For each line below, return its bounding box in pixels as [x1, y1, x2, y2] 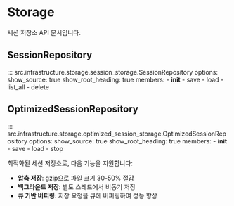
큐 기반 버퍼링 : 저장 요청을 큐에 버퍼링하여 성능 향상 [17, 191, 158, 200]
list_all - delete [7, 82, 49, 91]
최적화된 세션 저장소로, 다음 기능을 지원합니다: [7, 159, 134, 167]
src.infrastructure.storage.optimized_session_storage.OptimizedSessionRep [7, 129, 227, 138]
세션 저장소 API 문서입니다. [7, 28, 82, 37]
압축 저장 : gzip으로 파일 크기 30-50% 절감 [17, 174, 135, 182]
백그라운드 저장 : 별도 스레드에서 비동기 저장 [17, 182, 136, 191]
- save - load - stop [7, 144, 63, 153]
